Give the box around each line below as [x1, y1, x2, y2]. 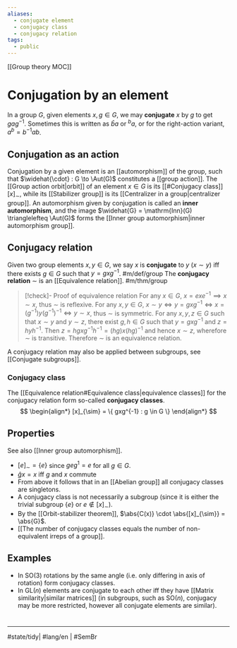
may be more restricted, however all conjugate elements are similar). [17, 601, 217, 609]
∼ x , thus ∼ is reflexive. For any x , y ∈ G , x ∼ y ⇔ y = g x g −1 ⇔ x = [24, 299, 224, 308]
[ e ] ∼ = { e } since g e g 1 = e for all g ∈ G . [17, 460, 131, 472]
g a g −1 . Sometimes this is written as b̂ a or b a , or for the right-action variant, [7, 118, 225, 128]
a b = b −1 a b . [7, 126, 42, 136]
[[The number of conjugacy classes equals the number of [17, 524, 186, 533]
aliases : [7, 10, 33, 18]
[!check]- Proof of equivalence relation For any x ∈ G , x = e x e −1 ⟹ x [24, 290, 227, 300]
